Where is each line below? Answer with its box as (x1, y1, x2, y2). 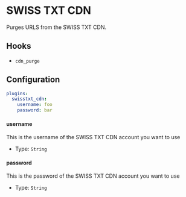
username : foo (17, 102, 53, 108)
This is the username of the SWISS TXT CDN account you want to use (6, 134, 181, 141)
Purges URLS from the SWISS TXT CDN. (6, 23, 107, 31)
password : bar (17, 107, 53, 113)
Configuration (6, 75, 60, 85)
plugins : (6, 90, 28, 96)
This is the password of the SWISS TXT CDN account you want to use (6, 172, 180, 180)
